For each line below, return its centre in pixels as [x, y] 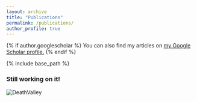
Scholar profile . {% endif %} [41, 52]
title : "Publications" [35, 17]
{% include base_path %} [38, 64]
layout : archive [27, 12]
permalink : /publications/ [40, 23]
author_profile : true [33, 28]
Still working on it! [33, 79]
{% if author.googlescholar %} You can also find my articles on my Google [98, 46]
